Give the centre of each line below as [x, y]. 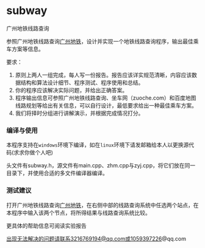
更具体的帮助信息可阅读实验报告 [46, 225]
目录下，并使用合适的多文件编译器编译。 [57, 173]
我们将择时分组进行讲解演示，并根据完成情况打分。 [79, 113]
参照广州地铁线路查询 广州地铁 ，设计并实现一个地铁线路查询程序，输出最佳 [100, 41]
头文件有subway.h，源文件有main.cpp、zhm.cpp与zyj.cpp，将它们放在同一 [101, 166]
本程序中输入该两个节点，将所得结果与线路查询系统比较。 [78, 213]
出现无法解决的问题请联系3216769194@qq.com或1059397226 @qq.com [96, 238]
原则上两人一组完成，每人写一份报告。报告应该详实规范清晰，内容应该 [103, 75]
